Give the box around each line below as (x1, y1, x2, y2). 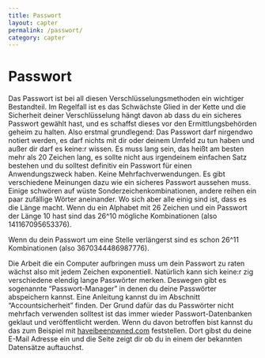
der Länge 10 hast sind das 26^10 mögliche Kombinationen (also (8, 211, 218, 221)
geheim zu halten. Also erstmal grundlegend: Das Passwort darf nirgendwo (8, 127, 253, 137)
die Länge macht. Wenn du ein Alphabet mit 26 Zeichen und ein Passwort (8, 203, 248, 213)
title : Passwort (8, 11, 62, 20)
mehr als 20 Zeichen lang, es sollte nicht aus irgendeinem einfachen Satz (8, 153, 248, 162)
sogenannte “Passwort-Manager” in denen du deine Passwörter (8, 284, 218, 293)
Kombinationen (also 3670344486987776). (8, 243, 150, 253)
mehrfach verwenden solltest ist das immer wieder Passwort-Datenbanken (8, 309, 252, 318)
